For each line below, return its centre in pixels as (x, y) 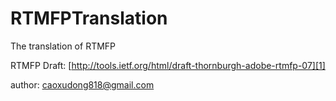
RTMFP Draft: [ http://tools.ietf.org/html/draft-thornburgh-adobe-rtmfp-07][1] (168, 65)
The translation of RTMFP (63, 46)
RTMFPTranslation (89, 18)
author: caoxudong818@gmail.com (82, 84)
